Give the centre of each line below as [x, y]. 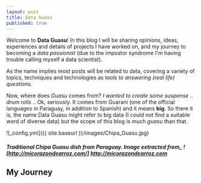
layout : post [23, 12]
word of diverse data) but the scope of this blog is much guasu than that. [97, 121]
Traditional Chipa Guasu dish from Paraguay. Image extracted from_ [94, 147]
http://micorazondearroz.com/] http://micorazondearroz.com [88, 153]
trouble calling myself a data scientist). [54, 59]
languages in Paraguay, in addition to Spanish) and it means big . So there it [100, 109]
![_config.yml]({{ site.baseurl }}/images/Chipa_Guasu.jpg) [78, 133]
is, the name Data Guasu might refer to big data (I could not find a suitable [98, 115]
